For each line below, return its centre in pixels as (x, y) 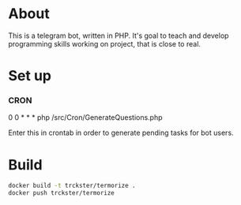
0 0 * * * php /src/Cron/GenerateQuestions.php (86, 117)
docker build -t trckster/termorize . (72, 186)
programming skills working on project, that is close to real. (105, 43)
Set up (30, 76)
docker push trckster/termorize (61, 193)
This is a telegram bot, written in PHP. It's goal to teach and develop (119, 35)
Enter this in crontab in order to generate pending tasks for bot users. (121, 133)
